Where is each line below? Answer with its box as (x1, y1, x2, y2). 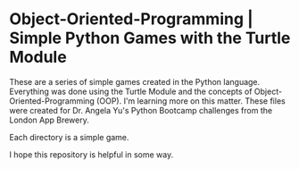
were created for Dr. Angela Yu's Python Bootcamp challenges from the (9, 105, 273, 115)
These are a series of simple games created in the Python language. (9, 76, 261, 87)
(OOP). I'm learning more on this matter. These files (96, 95, 286, 106)
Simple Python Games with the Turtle (9, 28, 291, 48)
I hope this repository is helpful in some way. (9, 148, 174, 160)
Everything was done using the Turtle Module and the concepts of (9, 86, 253, 97)
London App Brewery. (9, 114, 89, 125)
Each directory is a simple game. (9, 131, 129, 142)
